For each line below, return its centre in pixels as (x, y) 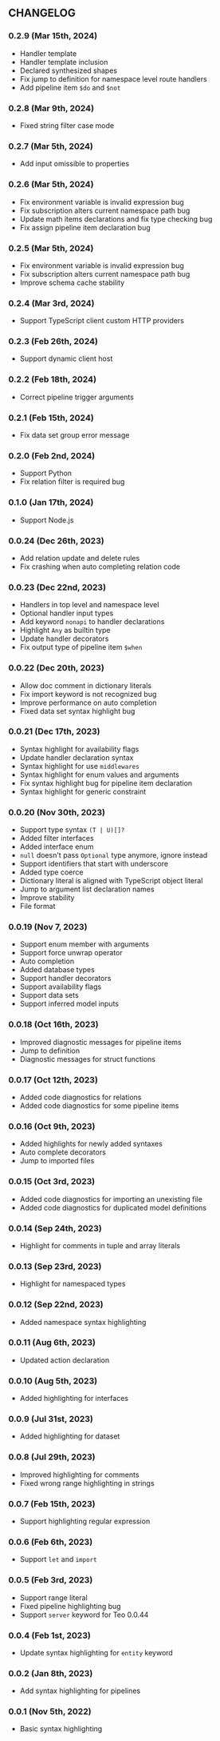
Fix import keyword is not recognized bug (88, 694)
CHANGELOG (42, 13)
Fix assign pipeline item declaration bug (85, 227)
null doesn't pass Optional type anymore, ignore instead (114, 855)
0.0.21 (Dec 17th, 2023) (54, 731)
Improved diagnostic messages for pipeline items (100, 1042)
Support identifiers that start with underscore (94, 864)
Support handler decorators (65, 979)
